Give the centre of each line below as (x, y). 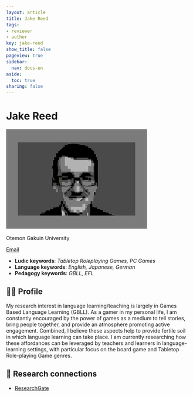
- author (17, 37)
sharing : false (25, 87)
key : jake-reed (25, 43)
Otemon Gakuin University (38, 238)
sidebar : (17, 61)
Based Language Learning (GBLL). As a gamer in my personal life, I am (92, 312)
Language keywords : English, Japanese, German (75, 267)
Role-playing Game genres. (39, 355)
